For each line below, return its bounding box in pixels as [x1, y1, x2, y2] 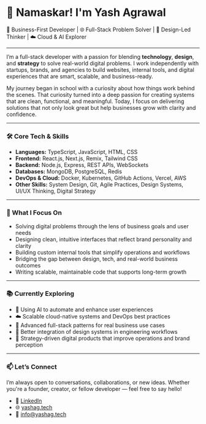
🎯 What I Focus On [6, 209, 63, 217]
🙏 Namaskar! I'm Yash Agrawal [6, 6, 167, 20]
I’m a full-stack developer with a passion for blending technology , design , [6, 53, 194, 60]
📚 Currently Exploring [6, 290, 75, 298]
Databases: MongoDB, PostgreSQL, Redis [15, 168, 123, 175]
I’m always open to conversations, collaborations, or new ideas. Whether [6, 379, 190, 386]
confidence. [6, 110, 37, 118]
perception [15, 341, 43, 349]
